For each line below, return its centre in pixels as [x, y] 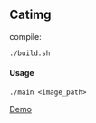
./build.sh [30, 53]
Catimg [30, 15]
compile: [26, 36]
